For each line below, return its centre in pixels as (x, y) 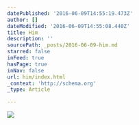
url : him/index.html (37, 77)
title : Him (23, 32)
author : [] (23, 20)
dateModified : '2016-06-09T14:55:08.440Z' (68, 26)
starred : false (29, 52)
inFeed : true (26, 58)
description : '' (30, 39)
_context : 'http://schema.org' (52, 83)
